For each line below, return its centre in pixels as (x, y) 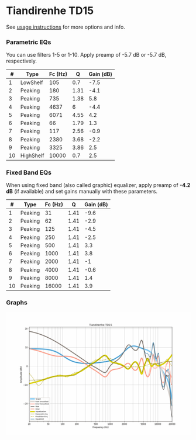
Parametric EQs (29, 42)
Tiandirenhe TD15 (50, 11)
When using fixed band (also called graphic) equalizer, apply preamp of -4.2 (98, 185)
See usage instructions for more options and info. (66, 27)
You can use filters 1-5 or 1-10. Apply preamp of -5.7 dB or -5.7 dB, (86, 55)
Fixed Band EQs (29, 172)
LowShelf (32, 82)
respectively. (21, 61)
